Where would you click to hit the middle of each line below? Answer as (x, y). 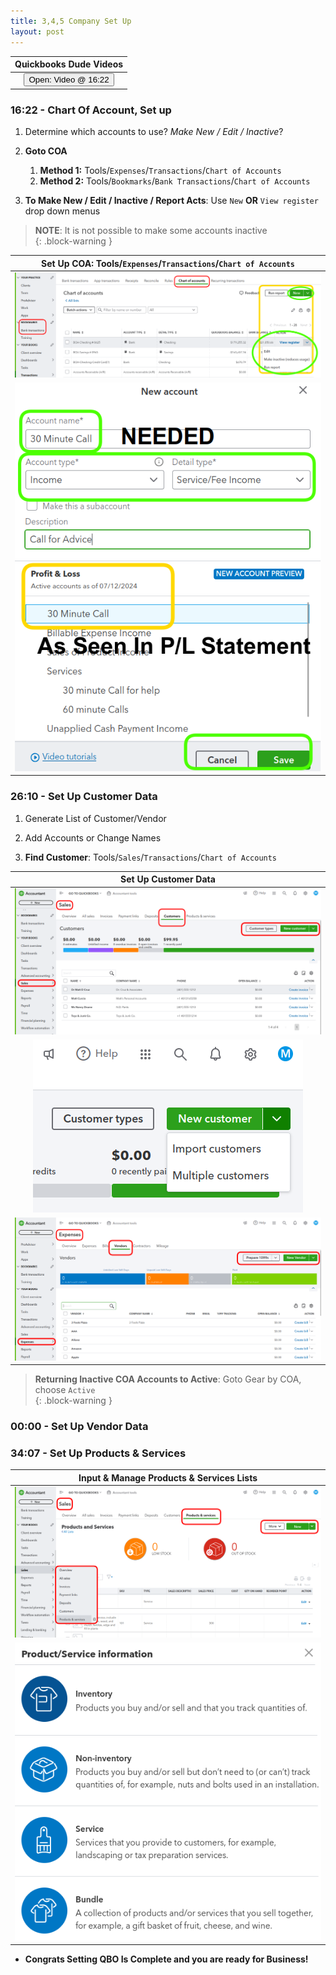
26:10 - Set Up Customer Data (84, 797)
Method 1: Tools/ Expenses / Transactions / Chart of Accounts (160, 171)
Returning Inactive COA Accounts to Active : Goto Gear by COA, (168, 1379)
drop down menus (62, 211)
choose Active (65, 1390)
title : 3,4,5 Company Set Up (71, 21)
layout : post (37, 31)
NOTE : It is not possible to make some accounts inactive (151, 231)
